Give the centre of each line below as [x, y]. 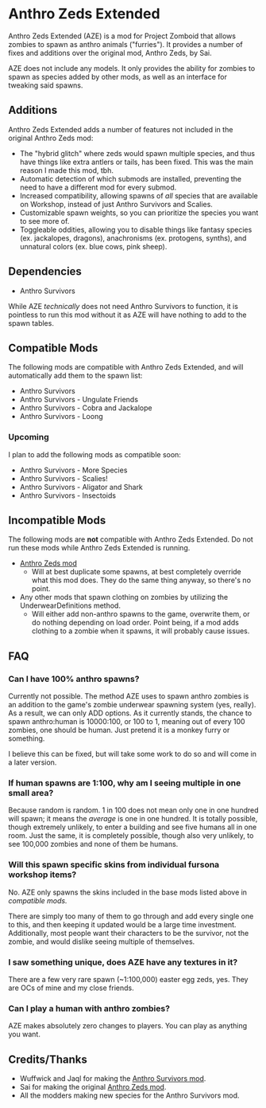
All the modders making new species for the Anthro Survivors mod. [129, 1095]
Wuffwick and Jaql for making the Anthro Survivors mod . [113, 1079]
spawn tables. [31, 323]
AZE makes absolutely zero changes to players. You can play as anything [128, 1026]
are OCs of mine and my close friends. [71, 988]
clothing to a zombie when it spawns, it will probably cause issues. [141, 631]
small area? [31, 793]
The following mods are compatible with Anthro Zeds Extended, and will [126, 367]
